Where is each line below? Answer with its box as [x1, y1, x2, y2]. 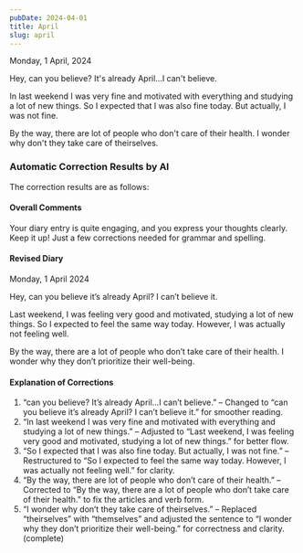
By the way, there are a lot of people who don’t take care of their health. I [9, 346, 285, 357]
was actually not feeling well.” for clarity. [22, 465, 175, 476]
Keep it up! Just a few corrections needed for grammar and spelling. [9, 232, 266, 243]
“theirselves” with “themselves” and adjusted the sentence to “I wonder [22, 514, 292, 525]
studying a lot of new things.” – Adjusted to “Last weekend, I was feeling [22, 426, 295, 437]
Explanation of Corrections [9, 377, 114, 388]
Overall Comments [9, 202, 82, 213]
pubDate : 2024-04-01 [9, 13, 89, 23]
